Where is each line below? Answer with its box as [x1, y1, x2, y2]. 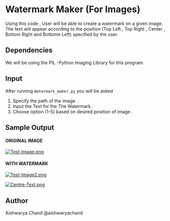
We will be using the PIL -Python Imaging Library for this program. [5, 60, 144, 66]
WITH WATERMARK [5, 160, 48, 167]
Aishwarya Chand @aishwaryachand [5, 210, 83, 216]
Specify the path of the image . [12, 98, 78, 104]
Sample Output [5, 123, 55, 132]
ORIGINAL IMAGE [5, 137, 43, 144]
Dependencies [5, 46, 53, 54]
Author [5, 196, 28, 205]
